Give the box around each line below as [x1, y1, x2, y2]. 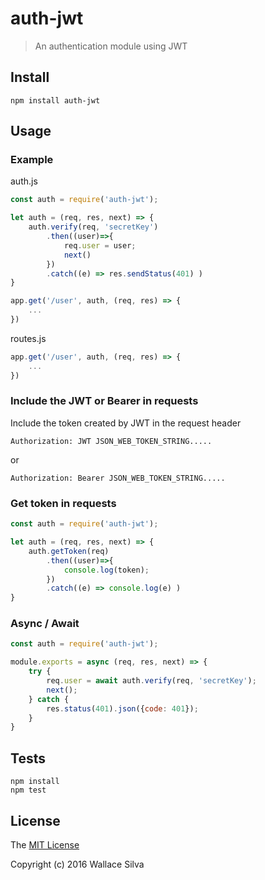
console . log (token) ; [63, 565, 150, 575]
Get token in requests [10, 496, 117, 510]
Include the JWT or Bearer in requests [10, 394, 199, 408]
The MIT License [10, 838, 80, 851]
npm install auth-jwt [10, 95, 101, 106]
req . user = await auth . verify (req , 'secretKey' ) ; [46, 676, 257, 686]
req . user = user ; [63, 240, 137, 251]
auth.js [10, 175, 38, 187]
